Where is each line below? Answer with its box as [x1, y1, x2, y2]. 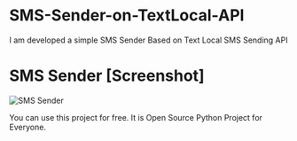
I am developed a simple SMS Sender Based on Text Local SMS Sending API [9, 35, 288, 45]
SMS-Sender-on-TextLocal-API [9, 5, 245, 26]
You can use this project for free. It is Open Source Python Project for [9, 112, 263, 122]
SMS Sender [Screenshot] [9, 66, 206, 86]
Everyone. [9, 121, 47, 132]
